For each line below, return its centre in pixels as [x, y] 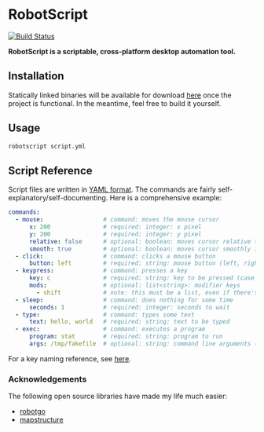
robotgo [32, 412]
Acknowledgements [48, 379]
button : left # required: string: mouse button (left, [135, 264]
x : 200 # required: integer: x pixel [115, 227]
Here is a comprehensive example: [166, 198]
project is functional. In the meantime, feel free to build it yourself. [115, 103]
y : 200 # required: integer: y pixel [115, 234]
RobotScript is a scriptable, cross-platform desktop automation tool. [122, 51]
